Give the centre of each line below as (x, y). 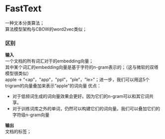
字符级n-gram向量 (31, 115)
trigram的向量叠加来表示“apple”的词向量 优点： (53, 86)
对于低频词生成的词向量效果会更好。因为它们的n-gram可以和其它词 (81, 96)
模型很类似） (18, 73)
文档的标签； (18, 132)
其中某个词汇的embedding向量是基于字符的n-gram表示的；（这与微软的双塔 (82, 67)
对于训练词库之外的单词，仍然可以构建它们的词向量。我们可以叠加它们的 (86, 109)
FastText (23, 9)
